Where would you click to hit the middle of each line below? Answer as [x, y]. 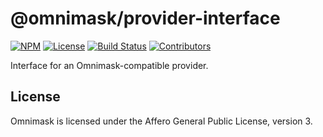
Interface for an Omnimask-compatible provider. [109, 65]
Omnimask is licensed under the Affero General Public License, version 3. [161, 121]
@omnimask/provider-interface [145, 18]
